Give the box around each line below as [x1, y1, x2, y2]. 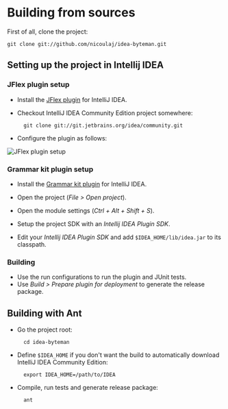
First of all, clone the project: [7, 27, 88, 36]
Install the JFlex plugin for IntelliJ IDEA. [16, 95, 128, 103]
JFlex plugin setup [7, 80, 70, 90]
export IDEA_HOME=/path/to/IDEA [23, 371, 116, 378]
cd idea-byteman [23, 339, 70, 346]
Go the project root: [16, 325, 73, 334]
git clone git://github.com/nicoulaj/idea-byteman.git [7, 40, 167, 47]
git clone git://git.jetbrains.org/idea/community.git [23, 122, 183, 129]
